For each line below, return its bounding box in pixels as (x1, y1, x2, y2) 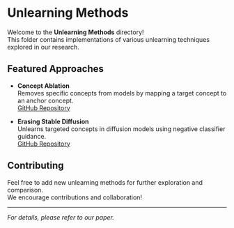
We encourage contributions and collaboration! (7, 193, 143, 202)
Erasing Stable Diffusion (17, 117, 89, 126)
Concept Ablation (17, 82, 70, 90)
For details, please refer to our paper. (7, 213, 115, 221)
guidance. (17, 132, 47, 140)
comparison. (7, 185, 44, 194)
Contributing (7, 160, 64, 172)
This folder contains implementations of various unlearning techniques (7, 35, 210, 43)
